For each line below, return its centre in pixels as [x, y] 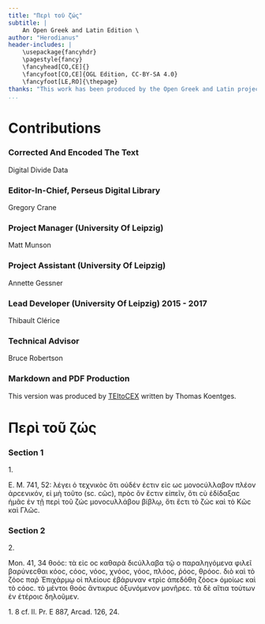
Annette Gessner [35, 283]
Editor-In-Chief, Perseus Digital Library [84, 190]
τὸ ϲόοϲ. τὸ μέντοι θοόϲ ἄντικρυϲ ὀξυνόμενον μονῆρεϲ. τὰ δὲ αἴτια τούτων [132, 588]
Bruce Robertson [35, 358]
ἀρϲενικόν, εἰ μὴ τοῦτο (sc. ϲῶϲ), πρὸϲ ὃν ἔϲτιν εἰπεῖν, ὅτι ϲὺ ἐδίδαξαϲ [124, 494]
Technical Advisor [44, 340]
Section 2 [27, 531]
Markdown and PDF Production [69, 378]
